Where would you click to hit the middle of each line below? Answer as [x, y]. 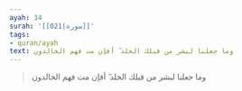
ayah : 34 [26, 18]
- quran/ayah [34, 43]
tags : [19, 34]
